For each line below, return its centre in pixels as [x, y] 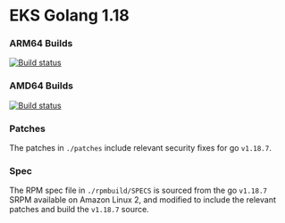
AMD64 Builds [42, 86]
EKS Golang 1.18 [69, 16]
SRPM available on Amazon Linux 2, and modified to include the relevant [143, 200]
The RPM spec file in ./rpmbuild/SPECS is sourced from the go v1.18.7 [138, 190]
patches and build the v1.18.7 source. [79, 210]
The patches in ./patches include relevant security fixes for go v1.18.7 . [141, 148]
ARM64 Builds [41, 44]
